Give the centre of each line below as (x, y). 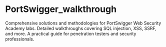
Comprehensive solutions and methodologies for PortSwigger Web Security (83, 23)
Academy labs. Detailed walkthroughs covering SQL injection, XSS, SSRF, (81, 28)
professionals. (20, 39)
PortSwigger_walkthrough (61, 9)
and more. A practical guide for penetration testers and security (71, 33)
